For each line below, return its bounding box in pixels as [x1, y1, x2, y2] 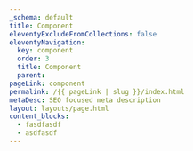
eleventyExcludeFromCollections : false [9, 29, 157, 38]
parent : [17, 71, 46, 80]
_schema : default [9, 12, 74, 22]
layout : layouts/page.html [9, 104, 109, 113]
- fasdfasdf [17, 121, 62, 130]
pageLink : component [9, 79, 86, 88]
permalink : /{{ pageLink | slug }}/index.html [9, 87, 185, 96]
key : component [17, 46, 74, 55]
